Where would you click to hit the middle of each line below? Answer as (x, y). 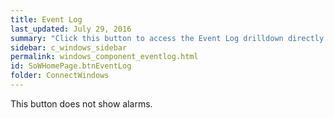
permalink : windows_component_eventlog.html (104, 57)
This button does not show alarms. (81, 103)
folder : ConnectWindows (60, 76)
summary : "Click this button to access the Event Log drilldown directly (167, 38)
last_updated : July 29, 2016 (71, 29)
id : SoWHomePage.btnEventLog (71, 66)
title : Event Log (46, 19)
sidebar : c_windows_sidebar (69, 47)
